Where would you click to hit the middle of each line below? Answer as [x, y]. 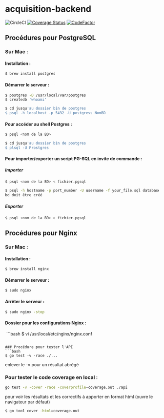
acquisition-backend [48, 9]
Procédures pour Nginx [41, 233]
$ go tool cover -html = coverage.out [42, 411]
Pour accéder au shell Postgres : [39, 124]
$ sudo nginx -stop [25, 312]
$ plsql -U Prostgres [27, 147]
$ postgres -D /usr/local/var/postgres [46, 95]
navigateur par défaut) [28, 402]
